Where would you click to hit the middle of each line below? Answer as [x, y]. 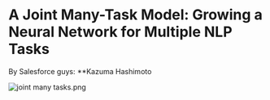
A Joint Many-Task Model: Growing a [135, 15]
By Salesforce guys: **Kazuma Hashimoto [80, 71]
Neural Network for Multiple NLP [121, 32]
